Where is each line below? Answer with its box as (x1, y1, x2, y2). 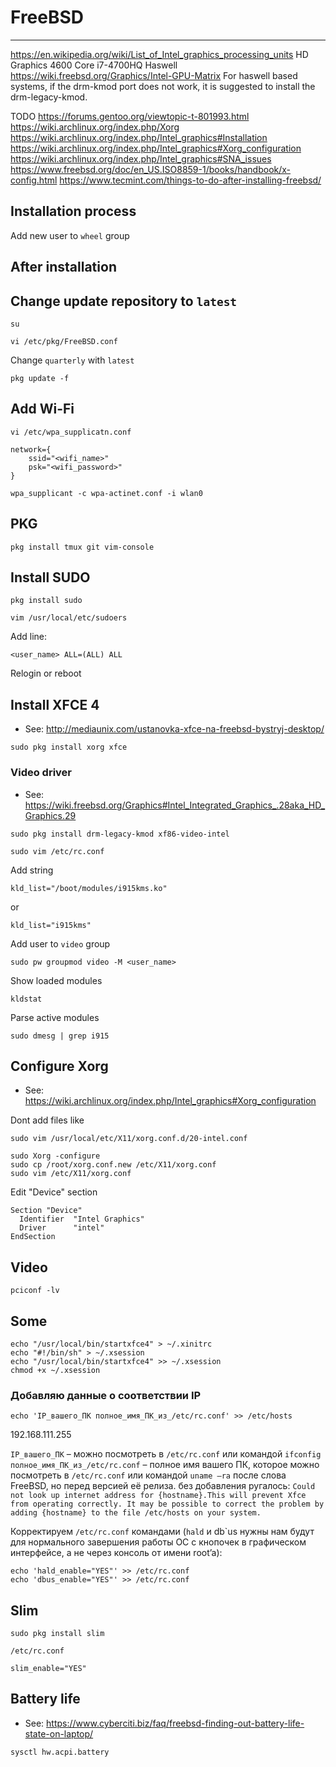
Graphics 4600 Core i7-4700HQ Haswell (10, 59, 178, 71)
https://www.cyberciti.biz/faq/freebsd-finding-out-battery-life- (46, 1717, 305, 1729)
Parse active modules (10, 1011, 100, 1023)
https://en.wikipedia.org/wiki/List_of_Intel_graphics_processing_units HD (10, 48, 309, 60)
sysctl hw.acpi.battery (10, 1747, 110, 1757)
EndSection (10, 1232, 56, 1242)
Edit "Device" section (10, 1186, 98, 1198)
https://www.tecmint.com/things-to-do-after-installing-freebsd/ (59, 174, 322, 186)
